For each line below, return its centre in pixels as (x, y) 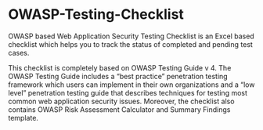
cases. (19, 52)
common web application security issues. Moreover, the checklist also (121, 101)
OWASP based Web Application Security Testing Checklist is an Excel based (131, 36)
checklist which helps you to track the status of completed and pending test (130, 44)
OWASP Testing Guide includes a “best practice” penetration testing (118, 76)
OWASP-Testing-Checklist (96, 14)
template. (23, 117)
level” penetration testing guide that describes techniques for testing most (128, 92)
